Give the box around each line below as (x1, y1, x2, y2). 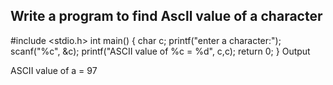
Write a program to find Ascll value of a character (10, 8, 323, 25)
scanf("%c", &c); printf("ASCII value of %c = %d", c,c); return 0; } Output (10, 45, 311, 57)
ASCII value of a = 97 (10, 64, 98, 76)
